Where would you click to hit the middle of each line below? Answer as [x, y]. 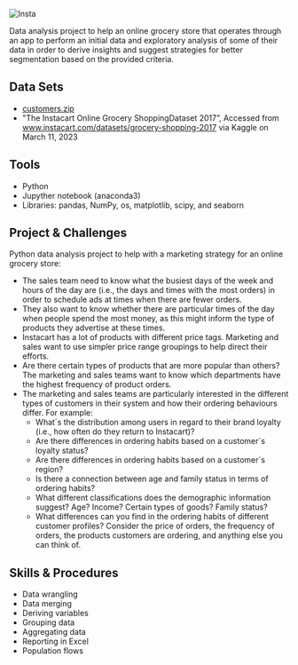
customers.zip [48, 108]
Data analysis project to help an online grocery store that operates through [145, 31]
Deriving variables [55, 614]
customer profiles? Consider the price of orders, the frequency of [155, 526]
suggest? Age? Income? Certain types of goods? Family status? [151, 507]
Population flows [53, 651]
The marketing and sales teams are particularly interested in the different [155, 394]
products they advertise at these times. [94, 328]
